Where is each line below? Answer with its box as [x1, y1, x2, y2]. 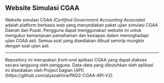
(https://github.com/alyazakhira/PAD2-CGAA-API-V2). [5, 72, 114, 78]
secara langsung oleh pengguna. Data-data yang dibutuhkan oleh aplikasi [5, 62, 154, 68]
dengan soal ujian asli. [5, 42, 50, 48]
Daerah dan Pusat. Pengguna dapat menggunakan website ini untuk [5, 27, 142, 33]
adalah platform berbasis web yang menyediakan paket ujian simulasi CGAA [5, 22, 158, 28]
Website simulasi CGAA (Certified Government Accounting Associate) [5, 17, 145, 22]
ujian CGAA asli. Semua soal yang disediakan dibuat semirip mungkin [5, 38, 144, 43]
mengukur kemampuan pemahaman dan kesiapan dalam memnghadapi [5, 32, 149, 38]
